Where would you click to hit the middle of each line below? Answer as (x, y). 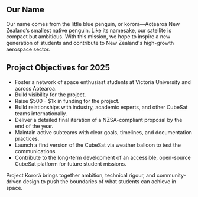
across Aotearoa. (35, 88)
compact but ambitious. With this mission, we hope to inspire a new (88, 36)
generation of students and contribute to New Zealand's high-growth (90, 43)
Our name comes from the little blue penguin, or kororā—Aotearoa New (93, 24)
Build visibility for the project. (50, 95)
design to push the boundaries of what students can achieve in (99, 181)
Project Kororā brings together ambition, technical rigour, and (81, 175)
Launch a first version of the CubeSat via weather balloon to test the (98, 145)
